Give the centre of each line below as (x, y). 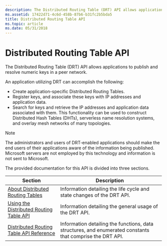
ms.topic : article (24, 24)
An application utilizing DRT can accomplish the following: (65, 82)
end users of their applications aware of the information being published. (80, 148)
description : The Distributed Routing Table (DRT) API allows (71, 10)
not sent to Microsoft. (27, 159)
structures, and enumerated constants (105, 230)
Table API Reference (32, 234)
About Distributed (28, 189)
